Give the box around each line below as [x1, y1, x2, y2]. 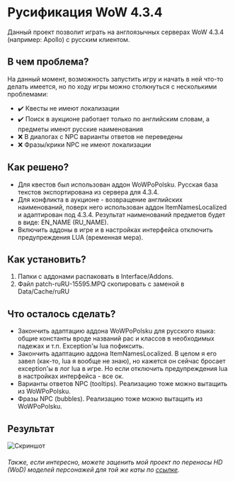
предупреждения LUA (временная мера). [17, 233, 144, 241]
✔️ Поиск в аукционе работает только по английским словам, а [17, 114, 210, 123]
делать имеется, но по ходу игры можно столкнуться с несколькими [7, 82, 217, 91]
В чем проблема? [7, 56, 90, 68]
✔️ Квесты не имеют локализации [17, 104, 120, 112]
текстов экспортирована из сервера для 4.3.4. [17, 187, 159, 196]
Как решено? [7, 161, 69, 174]
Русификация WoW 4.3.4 [7, 4, 163, 21]
